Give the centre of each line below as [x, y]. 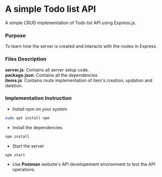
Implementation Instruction [39, 98]
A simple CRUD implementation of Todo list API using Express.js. [71, 23]
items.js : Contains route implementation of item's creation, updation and [79, 80]
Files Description [26, 59]
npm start [15, 155]
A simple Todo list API [50, 9]
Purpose [16, 35]
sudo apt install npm [27, 118]
